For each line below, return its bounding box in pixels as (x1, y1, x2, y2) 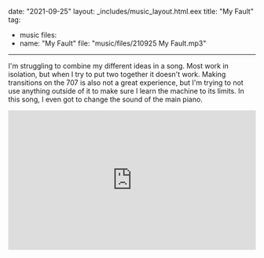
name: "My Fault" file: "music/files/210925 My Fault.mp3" (19, 39, 207, 48)
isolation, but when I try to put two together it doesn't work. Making (8, 70, 226, 79)
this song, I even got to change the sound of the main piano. (8, 94, 203, 104)
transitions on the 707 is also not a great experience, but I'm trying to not (8, 78, 244, 87)
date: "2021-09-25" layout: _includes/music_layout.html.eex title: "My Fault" (8, 7, 254, 16)
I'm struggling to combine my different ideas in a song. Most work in (8, 61, 229, 70)
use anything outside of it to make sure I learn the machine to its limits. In (8, 87, 245, 95)
